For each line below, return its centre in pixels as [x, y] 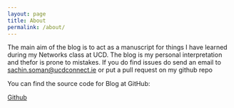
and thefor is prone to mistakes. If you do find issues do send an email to [114, 63]
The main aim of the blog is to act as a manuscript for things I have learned [117, 48]
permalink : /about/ [36, 27]
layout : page [27, 14]
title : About [27, 21]
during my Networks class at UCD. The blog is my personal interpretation [115, 55]
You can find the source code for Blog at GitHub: [79, 84]
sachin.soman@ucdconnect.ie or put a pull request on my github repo [110, 70]
